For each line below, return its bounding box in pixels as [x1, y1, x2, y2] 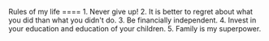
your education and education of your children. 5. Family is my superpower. [8, 24, 262, 33]
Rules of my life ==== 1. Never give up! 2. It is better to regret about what [8, 7, 254, 16]
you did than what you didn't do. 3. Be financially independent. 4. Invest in [8, 15, 257, 25]
